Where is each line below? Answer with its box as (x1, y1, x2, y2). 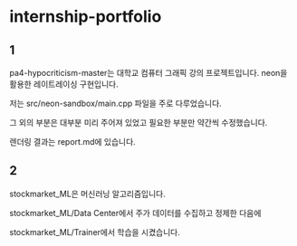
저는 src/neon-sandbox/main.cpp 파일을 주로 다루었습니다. (9, 98, 222, 109)
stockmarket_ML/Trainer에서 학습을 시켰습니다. (9, 226, 181, 237)
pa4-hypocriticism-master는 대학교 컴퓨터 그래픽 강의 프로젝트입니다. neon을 (9, 68, 288, 78)
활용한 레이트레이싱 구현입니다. (9, 79, 120, 90)
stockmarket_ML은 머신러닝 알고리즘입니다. (9, 188, 166, 199)
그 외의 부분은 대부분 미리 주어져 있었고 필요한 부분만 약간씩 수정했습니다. (9, 118, 268, 128)
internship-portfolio (9, 6, 162, 27)
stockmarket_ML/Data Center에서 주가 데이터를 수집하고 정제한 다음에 (9, 207, 262, 218)
